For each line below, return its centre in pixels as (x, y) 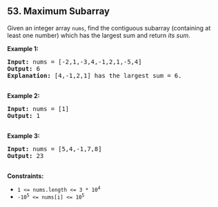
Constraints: (26, 176)
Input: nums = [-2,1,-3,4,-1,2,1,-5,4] (75, 62)
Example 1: (23, 48)
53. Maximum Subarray (59, 11)
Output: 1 (23, 116)
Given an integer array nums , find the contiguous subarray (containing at (109, 28)
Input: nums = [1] (38, 109)
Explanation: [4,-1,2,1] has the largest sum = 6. (95, 76)
